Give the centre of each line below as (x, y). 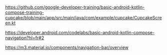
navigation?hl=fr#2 (25, 38)
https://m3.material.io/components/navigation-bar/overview (67, 47)
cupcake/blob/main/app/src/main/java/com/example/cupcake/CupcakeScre (84, 18)
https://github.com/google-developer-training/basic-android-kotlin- (75, 7)
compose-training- (24, 12)
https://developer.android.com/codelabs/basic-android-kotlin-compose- (80, 32)
